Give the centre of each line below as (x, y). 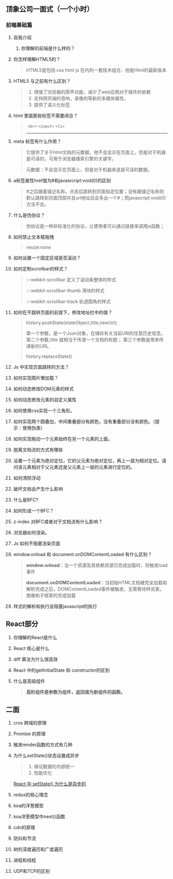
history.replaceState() (49, 356)
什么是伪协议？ (29, 215)
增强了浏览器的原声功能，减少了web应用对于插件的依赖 (92, 92)
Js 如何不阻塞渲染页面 (37, 543)
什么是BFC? (26, 500)
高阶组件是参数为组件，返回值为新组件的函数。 (75, 692)
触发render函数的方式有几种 (43, 745)
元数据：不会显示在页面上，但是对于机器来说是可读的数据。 (89, 169)
